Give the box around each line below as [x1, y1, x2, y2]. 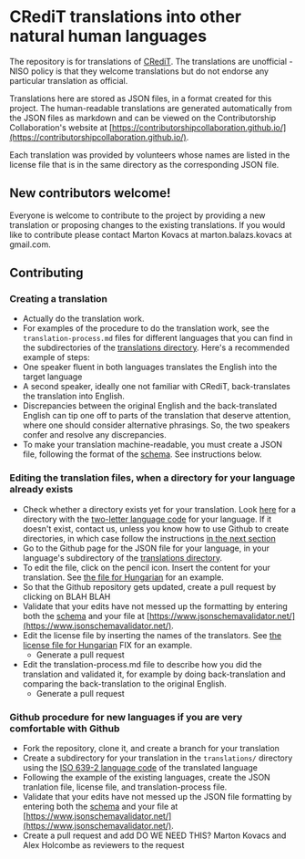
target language [22, 371, 83, 382]
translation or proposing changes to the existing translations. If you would [9, 219, 286, 230]
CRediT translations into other [9, 6, 242, 27]
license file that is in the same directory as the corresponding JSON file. [9, 159, 280, 170]
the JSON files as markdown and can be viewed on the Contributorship [9, 112, 277, 123]
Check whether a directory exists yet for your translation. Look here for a [22, 503, 296, 514]
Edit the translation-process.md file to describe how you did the [22, 658, 262, 669]
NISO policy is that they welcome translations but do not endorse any [9, 66, 269, 77]
